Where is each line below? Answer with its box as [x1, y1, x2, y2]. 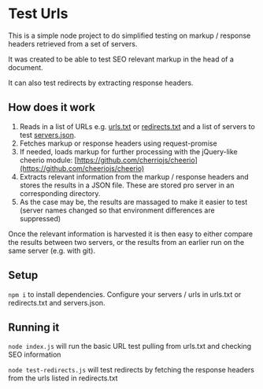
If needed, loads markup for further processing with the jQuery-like [19, 146, 238, 156]
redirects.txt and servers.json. [8, 298, 106, 307]
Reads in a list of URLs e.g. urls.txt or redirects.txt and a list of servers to [19, 121, 256, 131]
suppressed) [19, 213, 61, 223]
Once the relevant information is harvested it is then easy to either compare [8, 229, 254, 239]
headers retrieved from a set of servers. [8, 39, 138, 48]
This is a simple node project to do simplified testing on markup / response [8, 31, 251, 40]
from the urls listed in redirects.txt [8, 373, 118, 383]
